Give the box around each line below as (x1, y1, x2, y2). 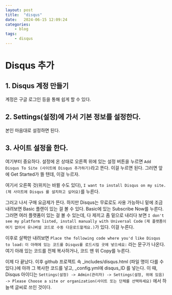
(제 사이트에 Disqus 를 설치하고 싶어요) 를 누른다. (5, 188, 100, 195)
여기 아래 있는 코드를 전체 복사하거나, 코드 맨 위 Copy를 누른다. (5, 247, 131, 254)
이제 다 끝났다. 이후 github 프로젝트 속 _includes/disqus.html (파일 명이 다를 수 (5, 258, 164, 264)
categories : (5, 22, 31, 27)
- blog (14, 27, 29, 32)
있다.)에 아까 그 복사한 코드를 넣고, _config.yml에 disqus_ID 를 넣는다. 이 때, (5, 265, 158, 271)
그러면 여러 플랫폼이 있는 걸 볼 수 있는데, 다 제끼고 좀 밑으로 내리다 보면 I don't (5, 212, 164, 218)
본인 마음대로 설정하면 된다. (5, 127, 60, 133)
